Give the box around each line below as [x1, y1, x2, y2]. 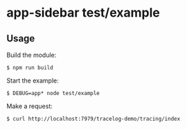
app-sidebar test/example [6, 5, 160, 21]
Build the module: [6, 51, 57, 59]
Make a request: [6, 102, 53, 110]
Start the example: [6, 76, 60, 85]
